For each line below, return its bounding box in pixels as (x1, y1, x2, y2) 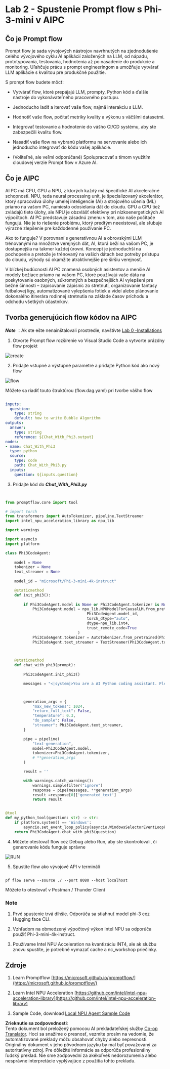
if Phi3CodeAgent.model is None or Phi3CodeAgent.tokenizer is (23, 602, 159, 607)
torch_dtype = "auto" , (87, 616, 130, 621)
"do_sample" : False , (32, 718, 76, 723)
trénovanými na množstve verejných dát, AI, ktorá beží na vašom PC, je (5, 240, 154, 246)
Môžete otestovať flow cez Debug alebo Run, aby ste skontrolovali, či (12, 838, 157, 844)
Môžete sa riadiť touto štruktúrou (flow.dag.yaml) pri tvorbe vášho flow (5, 387, 153, 393)
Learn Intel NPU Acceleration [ (12, 990, 76, 996)
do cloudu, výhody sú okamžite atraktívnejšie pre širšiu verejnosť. (5, 256, 143, 263)
